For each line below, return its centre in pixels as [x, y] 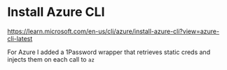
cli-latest [20, 38]
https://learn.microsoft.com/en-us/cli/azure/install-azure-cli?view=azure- [113, 31]
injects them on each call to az [51, 59]
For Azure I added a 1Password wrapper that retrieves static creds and [109, 52]
